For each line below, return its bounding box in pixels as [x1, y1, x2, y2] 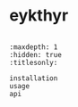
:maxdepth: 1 [9, 42, 58, 52]
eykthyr [9, 5, 69, 26]
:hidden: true [9, 50, 63, 59]
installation [9, 73, 58, 83]
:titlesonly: [9, 58, 58, 67]
